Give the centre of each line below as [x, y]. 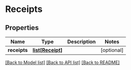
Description [81, 42]
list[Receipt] [47, 50]
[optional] [112, 50]
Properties [22, 28]
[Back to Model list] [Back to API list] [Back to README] [62, 62]
